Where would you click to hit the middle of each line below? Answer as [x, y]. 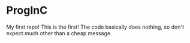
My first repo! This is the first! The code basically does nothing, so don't [95, 27]
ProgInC [27, 10]
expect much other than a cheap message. [59, 33]
